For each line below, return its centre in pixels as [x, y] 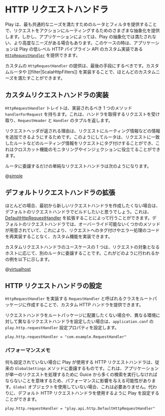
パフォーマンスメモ [28, 350]
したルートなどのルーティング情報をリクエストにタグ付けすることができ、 [81, 143]
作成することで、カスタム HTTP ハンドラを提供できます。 [85, 305]
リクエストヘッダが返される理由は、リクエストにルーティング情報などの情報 [83, 130]
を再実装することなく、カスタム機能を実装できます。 [59, 236]
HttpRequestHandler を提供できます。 [43, 55]
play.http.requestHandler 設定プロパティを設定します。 [62, 328]
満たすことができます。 [41, 78]
